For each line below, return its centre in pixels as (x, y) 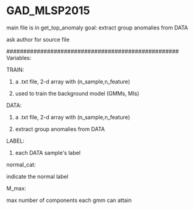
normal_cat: (21, 164)
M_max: (16, 188)
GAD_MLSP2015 (48, 11)
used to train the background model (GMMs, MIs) (77, 93)
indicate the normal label (38, 176)
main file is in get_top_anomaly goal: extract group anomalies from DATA (97, 28)
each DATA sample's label (48, 152)
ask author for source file (38, 39)
